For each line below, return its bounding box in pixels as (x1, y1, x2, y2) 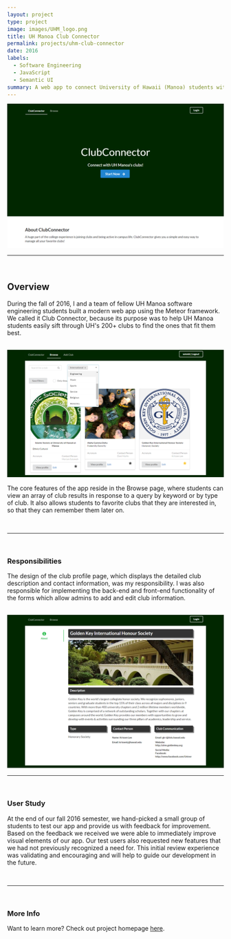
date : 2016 (7, 48, 38, 54)
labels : (7, 55, 30, 62)
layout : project (7, 11, 54, 18)
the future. (7, 858, 37, 867)
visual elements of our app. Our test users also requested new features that (7, 836, 221, 845)
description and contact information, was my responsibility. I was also (7, 579, 205, 587)
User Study (7, 799, 46, 808)
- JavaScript (13, 69, 51, 76)
